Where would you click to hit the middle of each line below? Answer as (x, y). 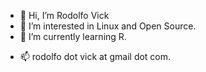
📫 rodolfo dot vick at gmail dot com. (95, 56)
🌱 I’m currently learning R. (73, 36)
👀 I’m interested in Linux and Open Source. (108, 26)
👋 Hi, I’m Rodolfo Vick (64, 15)
